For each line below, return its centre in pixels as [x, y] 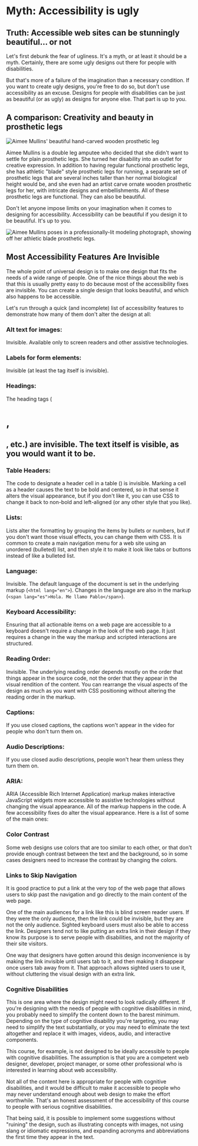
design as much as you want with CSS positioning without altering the [91, 690]
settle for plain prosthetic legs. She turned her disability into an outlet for [94, 159]
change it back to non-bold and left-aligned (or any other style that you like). [99, 502]
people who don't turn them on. [44, 731]
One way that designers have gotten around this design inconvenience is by [98, 955]
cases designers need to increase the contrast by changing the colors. [92, 860]
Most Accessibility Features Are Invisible [83, 257]
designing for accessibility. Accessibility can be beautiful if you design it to [97, 214]
